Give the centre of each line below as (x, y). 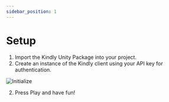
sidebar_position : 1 (32, 11)
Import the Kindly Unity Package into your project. (76, 57)
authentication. (33, 70)
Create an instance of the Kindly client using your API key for (89, 63)
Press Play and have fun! (45, 93)
